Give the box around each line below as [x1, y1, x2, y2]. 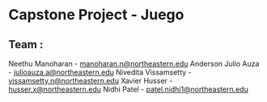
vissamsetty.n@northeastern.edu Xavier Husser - [8, 76, 173, 85]
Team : [8, 38, 44, 51]
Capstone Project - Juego [8, 6, 184, 24]
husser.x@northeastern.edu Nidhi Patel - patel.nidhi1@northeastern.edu [8, 84, 248, 94]
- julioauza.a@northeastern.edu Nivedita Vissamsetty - [8, 67, 192, 77]
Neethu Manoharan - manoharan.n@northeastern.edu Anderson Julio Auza [8, 59, 260, 68]
